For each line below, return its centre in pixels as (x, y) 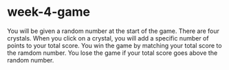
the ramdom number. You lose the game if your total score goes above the (112, 53)
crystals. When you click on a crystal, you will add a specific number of (108, 38)
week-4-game (49, 12)
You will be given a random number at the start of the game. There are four (113, 31)
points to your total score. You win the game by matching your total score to (115, 45)
